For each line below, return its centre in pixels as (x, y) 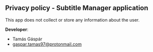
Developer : (17, 29)
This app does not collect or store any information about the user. (73, 20)
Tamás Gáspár (27, 39)
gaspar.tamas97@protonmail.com (47, 44)
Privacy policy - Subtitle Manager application (77, 8)
